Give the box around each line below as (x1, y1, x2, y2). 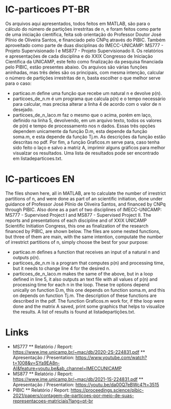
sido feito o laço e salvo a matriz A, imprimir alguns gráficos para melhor (12, 144, 165, 150)
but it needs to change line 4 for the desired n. (12, 265, 111, 271)
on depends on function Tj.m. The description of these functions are (12, 292, 157, 299)
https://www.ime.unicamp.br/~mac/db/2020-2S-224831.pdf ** (12, 349, 145, 355)
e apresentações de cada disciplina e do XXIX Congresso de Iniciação (5, 53, 153, 59)
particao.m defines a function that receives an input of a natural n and (12, 249, 160, 255)
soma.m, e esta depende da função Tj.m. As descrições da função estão (12, 133, 166, 140)
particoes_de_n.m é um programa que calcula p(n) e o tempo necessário (12, 96, 166, 102)
